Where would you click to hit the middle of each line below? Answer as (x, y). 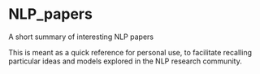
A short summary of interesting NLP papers (81, 37)
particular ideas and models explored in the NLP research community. (125, 61)
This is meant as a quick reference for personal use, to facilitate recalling (130, 52)
